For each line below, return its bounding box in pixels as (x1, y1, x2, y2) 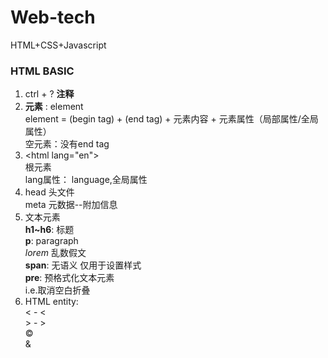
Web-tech (10, 6, 96, 29)
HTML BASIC (10, 64, 75, 78)
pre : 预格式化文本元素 (24, 272, 115, 284)
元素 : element (24, 101, 84, 113)
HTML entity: (24, 296, 79, 308)
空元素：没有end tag (24, 138, 110, 150)
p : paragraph (24, 235, 79, 247)
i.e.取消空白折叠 (24, 284, 91, 296)
